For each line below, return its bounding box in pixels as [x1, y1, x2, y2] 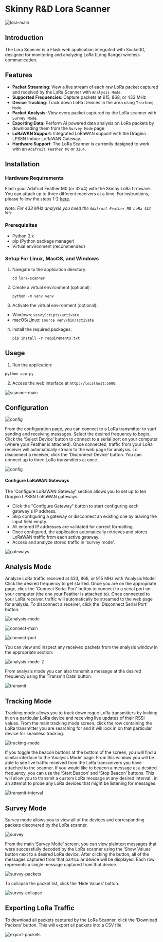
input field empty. [12, 518, 48, 524]
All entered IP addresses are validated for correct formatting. [12, 524, 134, 529]
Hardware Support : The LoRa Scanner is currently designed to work [12, 141, 150, 146]
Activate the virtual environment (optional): [12, 302, 98, 308]
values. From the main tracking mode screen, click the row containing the [5, 720, 152, 726]
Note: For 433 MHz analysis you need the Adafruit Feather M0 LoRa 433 [5, 205, 151, 211]
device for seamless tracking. [5, 731, 64, 737]
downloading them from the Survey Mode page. [12, 125, 106, 131]
